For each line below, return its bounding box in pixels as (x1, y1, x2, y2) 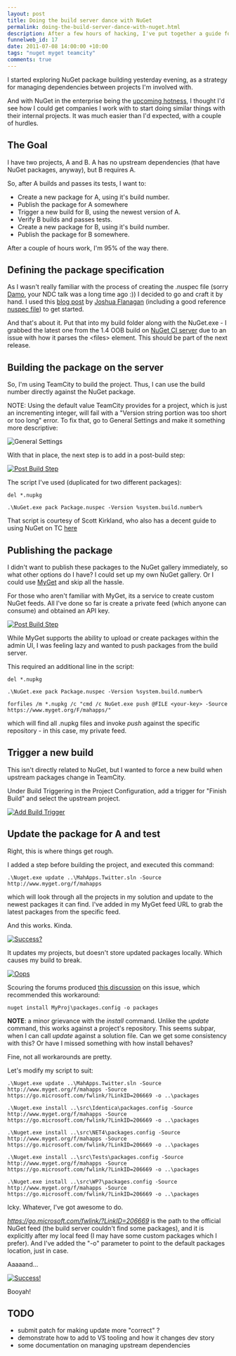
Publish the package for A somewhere (17, 200, 129, 208)
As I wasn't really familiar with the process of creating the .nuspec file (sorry (7, 283, 228, 291)
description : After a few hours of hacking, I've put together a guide (7, 30, 221, 37)
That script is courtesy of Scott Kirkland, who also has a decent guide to (7, 516, 216, 525)
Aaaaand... (7, 1260, 39, 1268)
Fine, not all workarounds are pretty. (7, 1052, 112, 1061)
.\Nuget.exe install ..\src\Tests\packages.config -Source (7, 1153, 184, 1160)
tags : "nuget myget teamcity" (7, 50, 96, 57)
